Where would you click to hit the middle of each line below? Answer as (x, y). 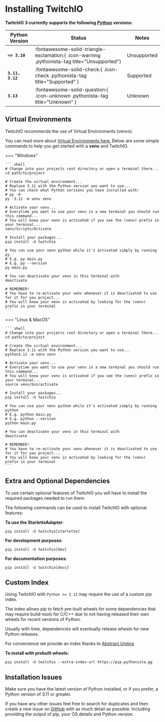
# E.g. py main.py (24, 259)
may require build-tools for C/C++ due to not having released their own (77, 614)
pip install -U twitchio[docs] (37, 567)
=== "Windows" (21, 155)
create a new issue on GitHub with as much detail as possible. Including (78, 709)
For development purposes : (34, 540)
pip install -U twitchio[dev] (36, 549)
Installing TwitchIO (44, 9)
